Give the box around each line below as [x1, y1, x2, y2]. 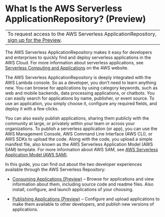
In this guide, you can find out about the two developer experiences [5, 161, 142, 167]
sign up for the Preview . [7, 36, 62, 43]
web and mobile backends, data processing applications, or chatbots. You [5, 90, 155, 96]
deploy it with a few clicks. [5, 106, 59, 111]
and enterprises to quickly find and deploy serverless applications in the [5, 54, 151, 60]
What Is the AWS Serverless [5, 3, 122, 14]
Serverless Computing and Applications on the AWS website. [5, 65, 129, 71]
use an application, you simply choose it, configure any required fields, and [5, 100, 157, 106]
